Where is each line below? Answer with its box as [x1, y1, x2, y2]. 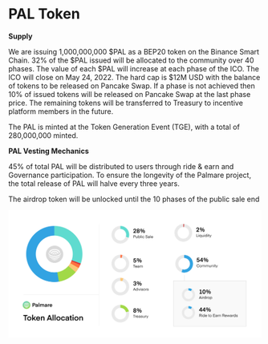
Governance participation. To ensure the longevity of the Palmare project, [8, 170, 251, 180]
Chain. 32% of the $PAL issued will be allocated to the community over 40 [8, 55, 254, 65]
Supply [8, 31, 33, 41]
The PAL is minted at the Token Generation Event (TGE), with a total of [8, 122, 241, 132]
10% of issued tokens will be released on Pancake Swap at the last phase [8, 89, 251, 99]
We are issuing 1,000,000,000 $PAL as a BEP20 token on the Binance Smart [8, 47, 259, 56]
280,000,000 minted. [8, 130, 79, 140]
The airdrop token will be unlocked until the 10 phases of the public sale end [8, 194, 260, 204]
